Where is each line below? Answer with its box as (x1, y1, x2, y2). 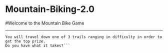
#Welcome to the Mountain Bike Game (5, 20, 84, 26)
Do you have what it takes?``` (5, 43, 70, 48)
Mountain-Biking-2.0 (5, 3, 95, 15)
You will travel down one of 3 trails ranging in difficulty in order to (5, 34, 162, 39)
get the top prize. (5, 38, 46, 43)
